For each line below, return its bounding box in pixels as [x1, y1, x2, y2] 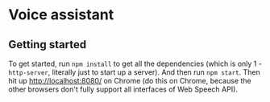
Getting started [8, 38, 87, 51]
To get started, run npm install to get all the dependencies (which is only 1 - [8, 59, 262, 68]
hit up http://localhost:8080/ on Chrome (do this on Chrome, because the [8, 76, 251, 85]
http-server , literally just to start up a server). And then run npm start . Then [8, 67, 260, 77]
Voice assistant [8, 6, 114, 24]
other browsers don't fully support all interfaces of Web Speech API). [8, 84, 238, 94]
